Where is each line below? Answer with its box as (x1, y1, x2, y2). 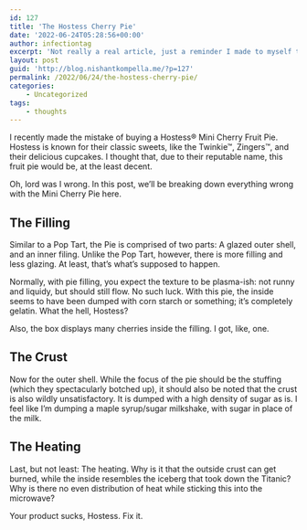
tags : (9, 98, 30, 108)
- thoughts (26, 107, 68, 116)
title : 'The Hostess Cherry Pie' (9, 22, 137, 31)
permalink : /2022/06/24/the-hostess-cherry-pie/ (9, 73, 198, 82)
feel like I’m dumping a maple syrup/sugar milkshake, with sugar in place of (9, 403, 293, 414)
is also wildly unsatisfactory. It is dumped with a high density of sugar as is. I (9, 393, 298, 404)
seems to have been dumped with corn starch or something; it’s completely (9, 296, 293, 307)
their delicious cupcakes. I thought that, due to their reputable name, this (9, 152, 283, 163)
